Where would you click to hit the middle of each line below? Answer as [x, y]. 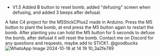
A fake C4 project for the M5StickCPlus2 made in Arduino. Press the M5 [79, 22]
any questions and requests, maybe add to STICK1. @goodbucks [72, 43]
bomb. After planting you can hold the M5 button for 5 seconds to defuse [80, 32]
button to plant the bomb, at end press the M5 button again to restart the [80, 27]
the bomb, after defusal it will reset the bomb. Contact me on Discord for [80, 38]
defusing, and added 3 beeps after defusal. [57, 12]
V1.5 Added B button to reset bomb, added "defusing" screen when [81, 7]
